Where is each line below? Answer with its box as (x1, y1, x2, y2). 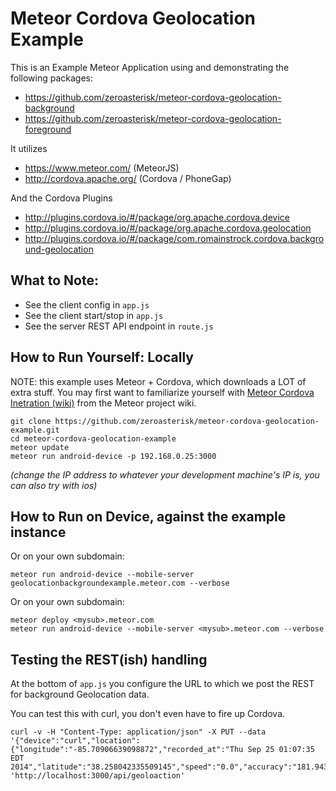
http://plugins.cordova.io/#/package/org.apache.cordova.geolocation (24, 222, 312, 234)
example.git (10, 425, 60, 435)
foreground (24, 123, 72, 135)
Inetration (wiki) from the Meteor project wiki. (10, 397, 197, 409)
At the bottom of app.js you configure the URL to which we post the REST (10, 678, 315, 690)
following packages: (10, 72, 94, 84)
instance (10, 523, 67, 541)
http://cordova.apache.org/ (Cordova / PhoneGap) (24, 172, 232, 184)
